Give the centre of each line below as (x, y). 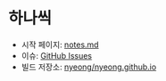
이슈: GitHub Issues (57, 55)
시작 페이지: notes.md (60, 45)
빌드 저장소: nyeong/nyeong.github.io (89, 67)
